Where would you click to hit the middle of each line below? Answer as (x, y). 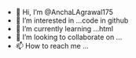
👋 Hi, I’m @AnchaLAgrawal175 (64, 12)
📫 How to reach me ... (52, 46)
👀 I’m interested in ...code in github (72, 20)
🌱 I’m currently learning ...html (64, 29)
